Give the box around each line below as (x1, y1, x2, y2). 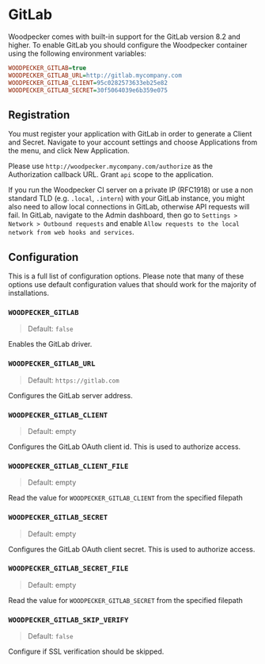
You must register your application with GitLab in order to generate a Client (8, 129, 252, 139)
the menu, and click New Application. (8, 146, 131, 155)
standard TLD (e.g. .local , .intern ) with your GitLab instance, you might (8, 194, 245, 203)
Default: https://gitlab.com (27, 375, 120, 385)
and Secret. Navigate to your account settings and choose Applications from (8, 137, 258, 148)
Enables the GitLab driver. (8, 340, 93, 349)
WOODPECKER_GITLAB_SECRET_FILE (8, 564, 129, 573)
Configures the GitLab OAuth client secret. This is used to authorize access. (8, 544, 256, 554)
